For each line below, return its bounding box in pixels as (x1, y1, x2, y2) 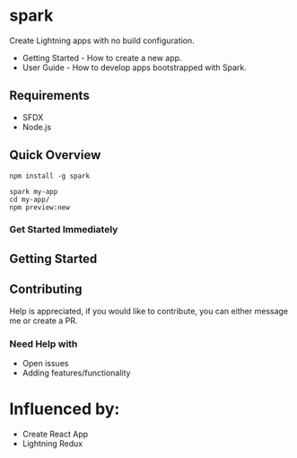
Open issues (22, 357, 69, 368)
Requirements (9, 88, 90, 103)
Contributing (9, 282, 83, 297)
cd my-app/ (9, 195, 50, 204)
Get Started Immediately (9, 224, 118, 236)
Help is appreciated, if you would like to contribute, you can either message (9, 305, 289, 316)
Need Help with (9, 338, 78, 350)
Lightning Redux (22, 437, 83, 449)
